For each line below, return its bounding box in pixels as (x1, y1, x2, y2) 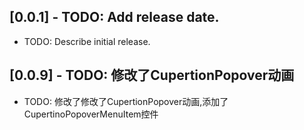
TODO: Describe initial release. (23, 35, 151, 47)
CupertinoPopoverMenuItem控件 (23, 108, 159, 120)
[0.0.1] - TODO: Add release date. (9, 9, 220, 26)
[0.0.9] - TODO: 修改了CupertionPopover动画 (9, 67, 295, 84)
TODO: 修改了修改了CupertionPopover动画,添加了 (23, 95, 229, 107)
